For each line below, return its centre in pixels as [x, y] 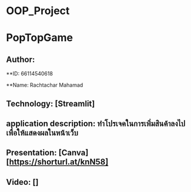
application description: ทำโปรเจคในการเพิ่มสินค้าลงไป [96, 123]
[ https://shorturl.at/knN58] [57, 162]
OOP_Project [38, 11]
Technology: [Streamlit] [51, 103]
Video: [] [22, 182]
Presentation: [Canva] [47, 153]
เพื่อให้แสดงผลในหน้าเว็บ [42, 133]
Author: [21, 59]
